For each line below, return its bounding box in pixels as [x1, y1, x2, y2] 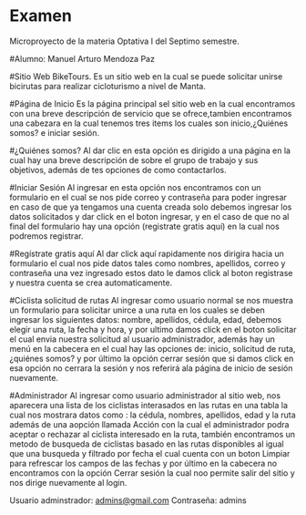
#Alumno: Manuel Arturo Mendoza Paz [9, 53, 155, 64]
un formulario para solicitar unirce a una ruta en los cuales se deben [9, 304, 266, 315]
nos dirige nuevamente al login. [9, 477, 127, 488]
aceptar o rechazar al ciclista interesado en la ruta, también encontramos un [9, 428, 296, 439]
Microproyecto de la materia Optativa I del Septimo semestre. [9, 36, 240, 46]
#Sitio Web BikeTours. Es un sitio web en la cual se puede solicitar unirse [9, 70, 283, 82]
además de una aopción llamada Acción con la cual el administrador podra [9, 418, 290, 429]
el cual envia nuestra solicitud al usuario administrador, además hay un [9, 334, 275, 345]
